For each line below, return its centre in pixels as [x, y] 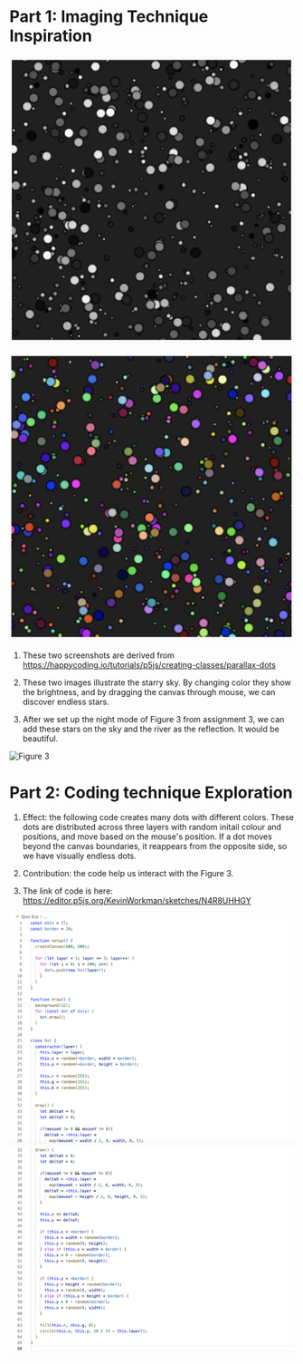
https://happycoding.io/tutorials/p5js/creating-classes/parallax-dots [149, 664]
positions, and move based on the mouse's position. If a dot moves [147, 837]
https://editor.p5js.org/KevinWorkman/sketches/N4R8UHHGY [137, 901]
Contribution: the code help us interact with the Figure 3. [128, 874]
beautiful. [40, 738]
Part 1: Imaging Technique [109, 17]
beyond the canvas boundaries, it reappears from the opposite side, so [155, 846]
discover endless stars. [66, 701]
